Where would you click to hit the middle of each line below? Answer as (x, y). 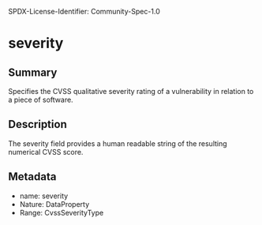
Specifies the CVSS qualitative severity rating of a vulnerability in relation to (131, 91)
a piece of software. (41, 99)
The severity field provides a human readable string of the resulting (118, 143)
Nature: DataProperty (54, 204)
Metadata (32, 177)
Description (37, 124)
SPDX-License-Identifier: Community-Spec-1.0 (84, 11)
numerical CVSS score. (46, 152)
